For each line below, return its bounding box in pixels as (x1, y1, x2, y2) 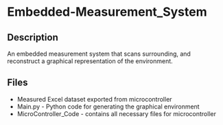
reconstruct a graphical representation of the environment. (7, 57, 173, 65)
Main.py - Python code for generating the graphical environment (16, 102, 200, 111)
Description (7, 32, 58, 43)
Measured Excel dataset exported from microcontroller (16, 95, 173, 103)
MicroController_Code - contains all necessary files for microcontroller (16, 109, 216, 117)
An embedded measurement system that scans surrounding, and (7, 49, 191, 58)
